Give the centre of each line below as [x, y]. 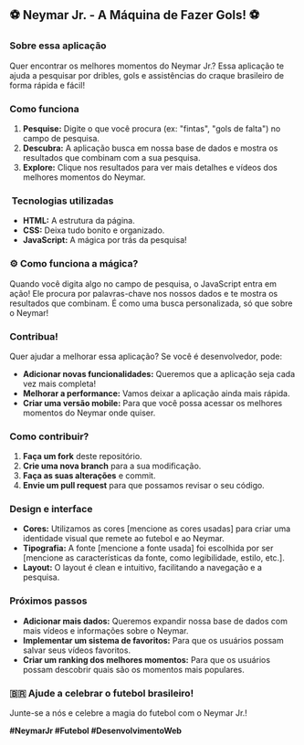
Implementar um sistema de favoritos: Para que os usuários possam [153, 640]
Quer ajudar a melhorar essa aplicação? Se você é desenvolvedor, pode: [146, 356]
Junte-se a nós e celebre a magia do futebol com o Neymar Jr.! [129, 713]
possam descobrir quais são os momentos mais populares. [133, 669]
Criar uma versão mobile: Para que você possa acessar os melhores [152, 403]
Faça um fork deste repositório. [83, 456]
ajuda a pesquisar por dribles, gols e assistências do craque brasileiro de [147, 75]
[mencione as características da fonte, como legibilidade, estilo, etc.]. [153, 558]
